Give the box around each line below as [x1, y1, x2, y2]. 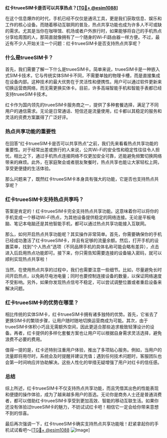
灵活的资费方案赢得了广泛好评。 [5, 114, 71, 120]
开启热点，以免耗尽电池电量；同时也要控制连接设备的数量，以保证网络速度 [9, 273, 162, 279]
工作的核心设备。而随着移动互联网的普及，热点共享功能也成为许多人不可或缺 [5, 22, 162, 27]
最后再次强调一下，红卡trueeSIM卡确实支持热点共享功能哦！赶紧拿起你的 [5, 421, 155, 427]
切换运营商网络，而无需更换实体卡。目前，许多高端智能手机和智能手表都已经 [5, 85, 162, 91]
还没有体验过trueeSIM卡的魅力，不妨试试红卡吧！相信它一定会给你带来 [5, 404, 150, 410]
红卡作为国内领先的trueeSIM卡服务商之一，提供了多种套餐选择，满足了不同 [5, 102, 159, 108]
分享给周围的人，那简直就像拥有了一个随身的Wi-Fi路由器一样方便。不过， [5, 34, 156, 40]
